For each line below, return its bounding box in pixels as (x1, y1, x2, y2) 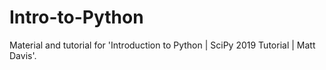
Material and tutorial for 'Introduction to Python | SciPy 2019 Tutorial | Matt (9, 39, 316, 51)
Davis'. (9, 49, 37, 61)
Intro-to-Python (9, 6, 144, 29)
